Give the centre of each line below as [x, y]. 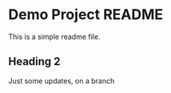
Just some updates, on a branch [62, 80]
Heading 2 [35, 62]
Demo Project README [86, 15]
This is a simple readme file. [54, 37]
